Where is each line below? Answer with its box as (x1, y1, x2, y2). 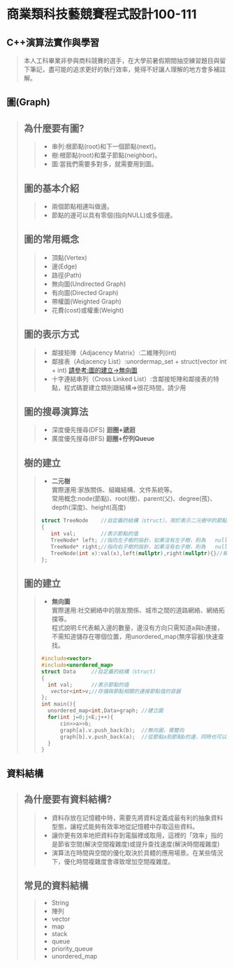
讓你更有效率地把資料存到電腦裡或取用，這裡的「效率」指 (51, 831, 217, 839)
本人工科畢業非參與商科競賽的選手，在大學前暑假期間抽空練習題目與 (23, 57, 220, 64)
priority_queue (51, 945, 94, 953)
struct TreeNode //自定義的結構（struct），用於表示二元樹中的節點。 (41, 517, 233, 524)
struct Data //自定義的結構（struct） (41, 668, 159, 675)
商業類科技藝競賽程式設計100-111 (6, 6, 197, 22)
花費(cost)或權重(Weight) (51, 306, 124, 314)
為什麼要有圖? (23, 122, 85, 134)
